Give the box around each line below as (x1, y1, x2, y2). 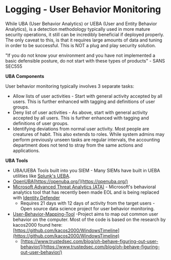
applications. (12, 147, 40, 153)
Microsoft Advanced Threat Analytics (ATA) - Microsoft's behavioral (12, 184, 156, 190)
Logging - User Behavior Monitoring (5, 4, 161, 15)
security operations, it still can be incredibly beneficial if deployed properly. (5, 31, 164, 37)
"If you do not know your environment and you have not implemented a (5, 52, 156, 58)
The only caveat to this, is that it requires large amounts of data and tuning (5, 37, 162, 43)
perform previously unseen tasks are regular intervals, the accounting (12, 136, 160, 143)
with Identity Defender (12, 194, 60, 201)
